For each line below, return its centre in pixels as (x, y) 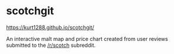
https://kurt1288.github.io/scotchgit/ (50, 27)
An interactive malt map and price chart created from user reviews (87, 39)
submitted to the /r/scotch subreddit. (51, 45)
